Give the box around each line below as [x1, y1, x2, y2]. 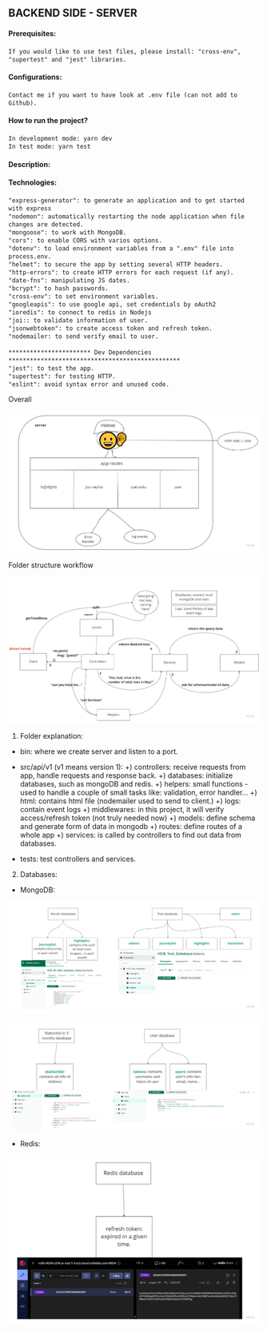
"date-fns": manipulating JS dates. [8, 276, 130, 285]
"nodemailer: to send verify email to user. [8, 332, 159, 341]
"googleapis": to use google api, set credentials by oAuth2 [8, 300, 217, 309]
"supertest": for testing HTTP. [8, 372, 116, 381]
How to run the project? [8, 116, 89, 126]
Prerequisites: [8, 28, 57, 38]
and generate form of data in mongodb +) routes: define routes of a [19, 821, 242, 831]
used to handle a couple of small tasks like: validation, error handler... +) [19, 787, 257, 797]
